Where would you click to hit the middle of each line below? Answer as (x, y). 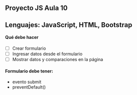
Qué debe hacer (22, 37)
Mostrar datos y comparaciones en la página (58, 60)
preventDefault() (29, 87)
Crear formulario (29, 48)
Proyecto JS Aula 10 (36, 8)
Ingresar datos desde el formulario (47, 54)
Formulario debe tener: (29, 71)
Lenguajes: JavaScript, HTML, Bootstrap (69, 25)
